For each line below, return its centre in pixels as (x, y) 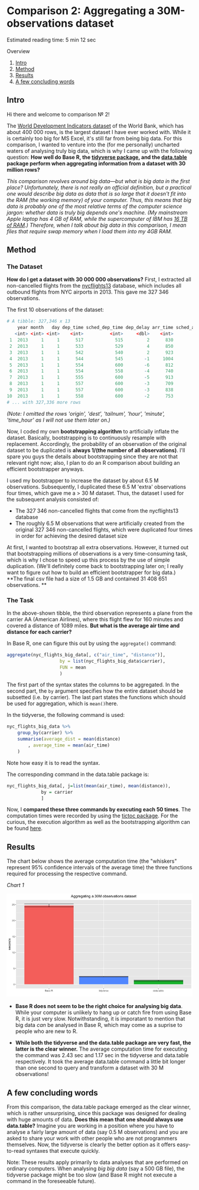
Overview (18, 51)
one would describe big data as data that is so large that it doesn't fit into (97, 194)
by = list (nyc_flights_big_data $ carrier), (112, 661)
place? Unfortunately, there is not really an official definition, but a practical (99, 187)
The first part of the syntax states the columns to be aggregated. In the (93, 685)
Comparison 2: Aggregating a (81, 11)
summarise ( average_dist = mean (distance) (69, 739)
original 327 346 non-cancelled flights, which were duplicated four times (104, 529)
